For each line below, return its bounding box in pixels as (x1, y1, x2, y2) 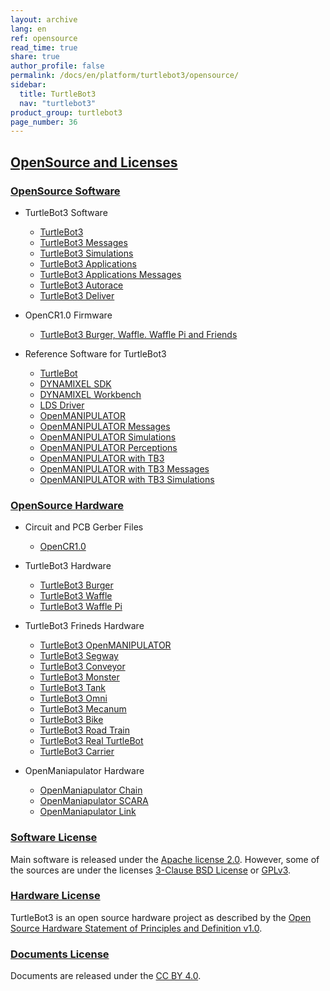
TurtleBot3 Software (24, 206, 108, 218)
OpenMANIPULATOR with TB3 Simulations (39, 473, 215, 485)
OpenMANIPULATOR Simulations (39, 431, 177, 443)
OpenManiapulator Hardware (24, 765, 145, 777)
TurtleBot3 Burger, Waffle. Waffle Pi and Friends (39, 328, 238, 340)
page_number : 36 (10, 117, 78, 127)
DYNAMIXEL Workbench (39, 388, 142, 400)
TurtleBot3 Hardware (24, 560, 112, 572)
